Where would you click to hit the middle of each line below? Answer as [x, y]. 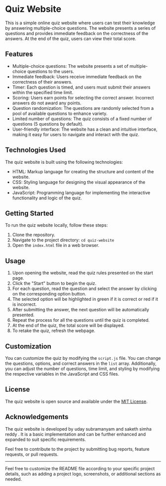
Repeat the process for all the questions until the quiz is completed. [81, 320]
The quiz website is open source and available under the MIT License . [76, 401]
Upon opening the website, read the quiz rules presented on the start [83, 273]
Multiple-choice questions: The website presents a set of [70, 66]
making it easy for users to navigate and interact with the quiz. [76, 134]
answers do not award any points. [47, 103]
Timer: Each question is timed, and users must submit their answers [81, 87]
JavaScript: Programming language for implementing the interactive [81, 193]
